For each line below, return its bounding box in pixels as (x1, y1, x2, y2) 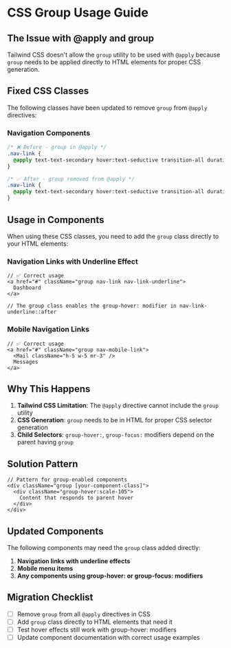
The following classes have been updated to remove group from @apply (7, 104, 208, 112)
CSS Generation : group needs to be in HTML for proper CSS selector (16, 416, 212, 424)
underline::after (7, 308, 57, 315)
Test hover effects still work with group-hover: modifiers (16, 625, 177, 634)
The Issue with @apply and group (7, 32, 155, 44)
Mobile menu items (16, 564, 74, 572)
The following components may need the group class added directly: (7, 543, 201, 551)
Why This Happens (7, 383, 91, 395)
